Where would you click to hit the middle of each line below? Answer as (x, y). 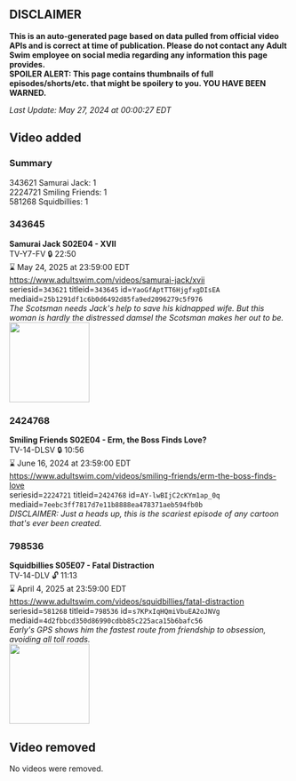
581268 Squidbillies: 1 (49, 201)
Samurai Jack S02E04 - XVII (63, 243)
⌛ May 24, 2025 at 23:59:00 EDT (70, 267)
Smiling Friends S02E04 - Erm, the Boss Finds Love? (108, 440)
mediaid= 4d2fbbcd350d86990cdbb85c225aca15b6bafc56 (106, 620)
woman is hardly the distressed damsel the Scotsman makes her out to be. (147, 317)
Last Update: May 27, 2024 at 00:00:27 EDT (90, 109)
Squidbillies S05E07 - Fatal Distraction (82, 566)
